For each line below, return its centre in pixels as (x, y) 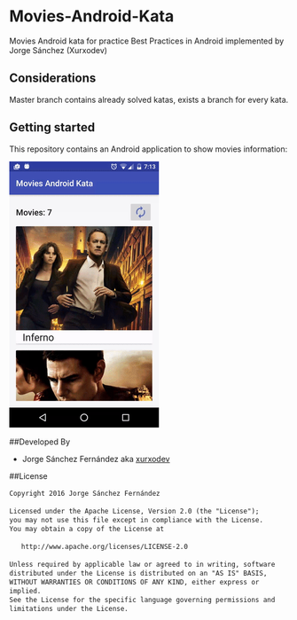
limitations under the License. (69, 608)
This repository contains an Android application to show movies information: (148, 149)
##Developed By (40, 442)
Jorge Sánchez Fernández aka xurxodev (96, 459)
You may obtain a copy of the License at (87, 529)
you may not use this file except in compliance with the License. (137, 520)
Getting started (52, 127)
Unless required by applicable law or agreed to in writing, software (142, 564)
